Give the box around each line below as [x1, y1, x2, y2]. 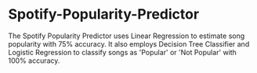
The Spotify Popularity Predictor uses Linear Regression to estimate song [8, 31, 245, 40]
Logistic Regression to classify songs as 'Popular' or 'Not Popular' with [8, 47, 237, 57]
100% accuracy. [8, 56, 60, 65]
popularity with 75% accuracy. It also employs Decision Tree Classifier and [8, 39, 250, 48]
